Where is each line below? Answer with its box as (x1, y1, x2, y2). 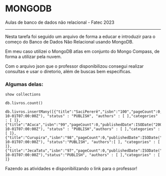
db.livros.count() (5, 101, 43, 106)
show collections (5, 92, 41, 97)
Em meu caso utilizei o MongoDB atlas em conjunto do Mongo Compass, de (5, 48, 160, 54)
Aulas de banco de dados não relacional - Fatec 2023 (5, 19, 115, 25)
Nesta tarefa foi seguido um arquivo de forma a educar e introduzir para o (5, 33, 156, 40)
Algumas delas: (5, 81, 43, 88)
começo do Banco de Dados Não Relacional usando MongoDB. (5, 39, 134, 44)
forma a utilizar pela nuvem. (5, 53, 62, 59)
